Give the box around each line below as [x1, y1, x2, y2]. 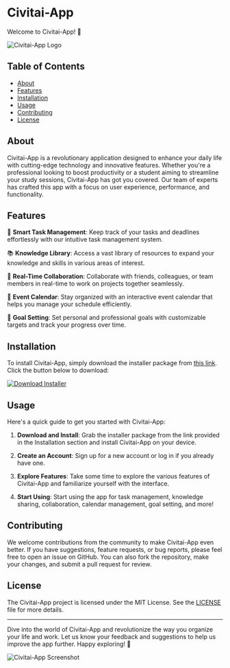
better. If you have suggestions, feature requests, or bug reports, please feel [7, 545, 222, 553]
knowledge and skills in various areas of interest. [7, 259, 145, 267]
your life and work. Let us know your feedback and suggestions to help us [7, 632, 216, 641]
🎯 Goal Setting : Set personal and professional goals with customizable [7, 314, 207, 322]
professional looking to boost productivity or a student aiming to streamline [7, 168, 219, 176]
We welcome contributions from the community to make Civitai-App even [7, 538, 214, 546]
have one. [16, 459, 46, 467]
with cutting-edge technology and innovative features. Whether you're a [7, 161, 211, 169]
